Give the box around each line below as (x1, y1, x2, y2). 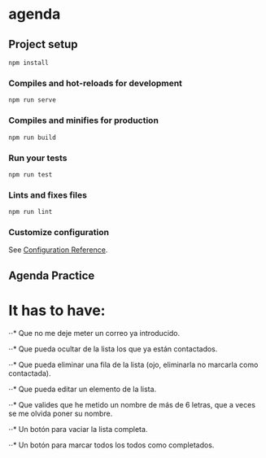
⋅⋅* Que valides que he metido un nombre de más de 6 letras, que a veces (8, 399, 256, 409)
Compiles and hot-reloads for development (8, 77, 183, 89)
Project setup (8, 37, 79, 51)
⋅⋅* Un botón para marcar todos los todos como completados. (8, 440, 215, 450)
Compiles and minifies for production (8, 115, 159, 126)
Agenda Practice (8, 268, 95, 282)
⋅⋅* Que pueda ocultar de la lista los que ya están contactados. (8, 343, 218, 354)
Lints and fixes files (8, 189, 88, 200)
